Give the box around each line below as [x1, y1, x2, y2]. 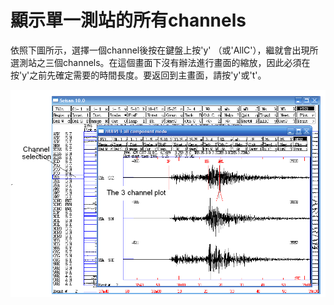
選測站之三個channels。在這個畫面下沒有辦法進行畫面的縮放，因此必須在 [10, 56, 311, 68]
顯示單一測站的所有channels [10, 9, 247, 32]
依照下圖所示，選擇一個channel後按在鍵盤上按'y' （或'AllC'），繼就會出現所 [10, 44, 319, 56]
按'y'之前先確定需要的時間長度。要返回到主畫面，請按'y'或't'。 [10, 69, 267, 81]
